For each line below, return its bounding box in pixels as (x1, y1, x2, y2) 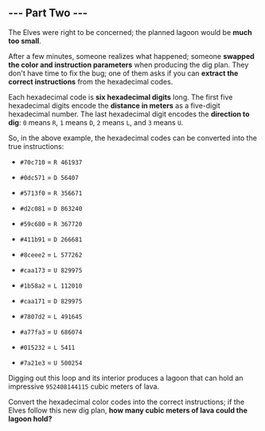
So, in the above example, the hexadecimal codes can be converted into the (8, 133, 257, 143)
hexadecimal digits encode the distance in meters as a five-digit (8, 100, 220, 110)
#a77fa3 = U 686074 (19, 327, 83, 336)
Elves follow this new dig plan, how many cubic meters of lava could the (8, 406, 248, 415)
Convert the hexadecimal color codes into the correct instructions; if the (8, 397, 245, 406)
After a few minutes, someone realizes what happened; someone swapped (8, 51, 255, 61)
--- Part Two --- (8, 6, 88, 20)
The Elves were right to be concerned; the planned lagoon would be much (8, 27, 252, 37)
